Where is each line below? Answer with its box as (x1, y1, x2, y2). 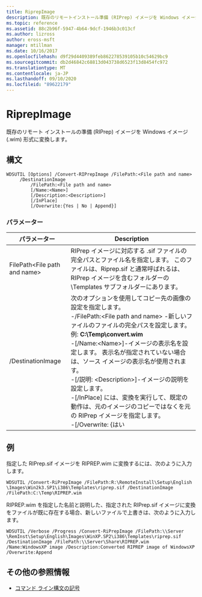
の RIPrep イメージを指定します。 (70, 412, 164, 420)
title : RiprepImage (6, 8, 55, 15)
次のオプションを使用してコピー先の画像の (70, 294, 191, 303)
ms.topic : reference (6, 20, 58, 26)
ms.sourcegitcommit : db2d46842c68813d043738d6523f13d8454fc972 (6, 59, 168, 65)
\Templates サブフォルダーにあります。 (70, 283, 182, 291)
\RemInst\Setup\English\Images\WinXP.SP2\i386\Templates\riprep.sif (6, 533, 182, 539)
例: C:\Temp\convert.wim (70, 330, 143, 339)
